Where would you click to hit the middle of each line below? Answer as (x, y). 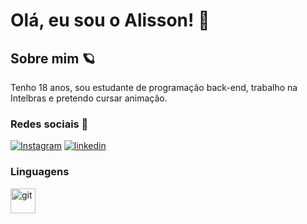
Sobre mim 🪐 (53, 58)
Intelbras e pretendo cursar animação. (89, 98)
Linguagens (40, 172)
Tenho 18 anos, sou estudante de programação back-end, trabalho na (154, 87)
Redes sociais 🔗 (49, 124)
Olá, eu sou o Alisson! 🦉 (110, 20)
